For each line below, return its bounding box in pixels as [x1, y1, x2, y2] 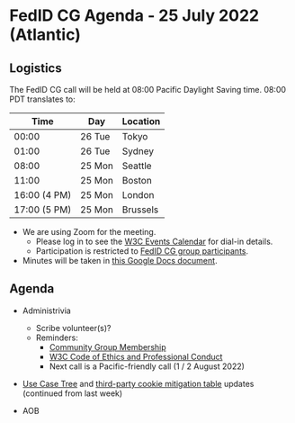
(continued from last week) [22, 388, 123, 399]
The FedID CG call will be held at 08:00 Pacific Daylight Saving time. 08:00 [9, 85, 286, 94]
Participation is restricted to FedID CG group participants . [35, 246, 249, 256]
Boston [121, 175, 153, 186]
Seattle [121, 159, 152, 172]
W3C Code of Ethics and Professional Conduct [49, 351, 223, 362]
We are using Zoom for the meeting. [22, 227, 156, 237]
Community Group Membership [49, 341, 166, 352]
